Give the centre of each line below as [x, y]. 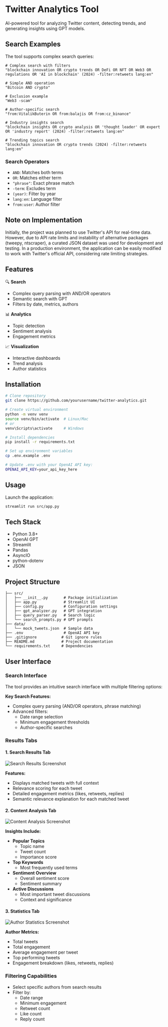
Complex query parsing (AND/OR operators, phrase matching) [77, 706]
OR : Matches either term [37, 178]
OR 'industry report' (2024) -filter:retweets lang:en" [65, 131]
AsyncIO [21, 555]
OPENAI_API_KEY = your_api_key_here [41, 469]
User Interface [28, 662]
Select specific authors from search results [57, 987]
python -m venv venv [27, 414]
